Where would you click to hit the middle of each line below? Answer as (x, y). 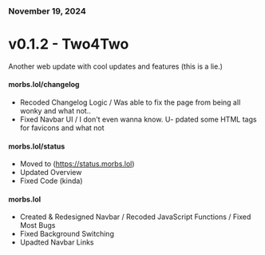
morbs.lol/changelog (44, 85)
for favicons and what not (62, 128)
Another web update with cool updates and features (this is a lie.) (116, 66)
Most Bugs (38, 225)
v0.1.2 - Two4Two (69, 44)
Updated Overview (51, 173)
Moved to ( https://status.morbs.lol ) (77, 164)
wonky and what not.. (55, 111)
